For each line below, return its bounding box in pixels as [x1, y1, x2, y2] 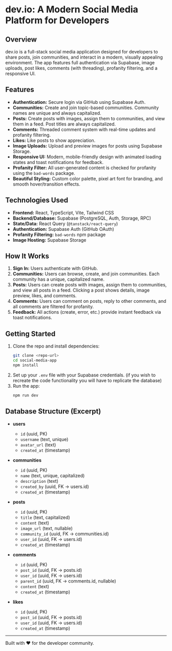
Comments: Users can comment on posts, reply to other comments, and [12, 298, 166, 304]
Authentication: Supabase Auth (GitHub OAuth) [12, 226, 114, 232]
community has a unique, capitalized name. [12, 276, 105, 282]
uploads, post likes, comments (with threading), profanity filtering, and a [5, 65, 158, 71]
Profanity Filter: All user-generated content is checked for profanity [12, 165, 157, 171]
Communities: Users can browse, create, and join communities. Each [12, 271, 160, 277]
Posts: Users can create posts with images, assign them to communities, [12, 282, 167, 288]
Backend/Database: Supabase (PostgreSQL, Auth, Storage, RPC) [12, 215, 152, 221]
